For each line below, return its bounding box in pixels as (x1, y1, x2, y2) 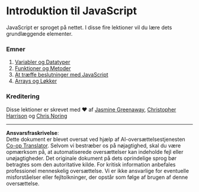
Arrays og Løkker (14, 77, 57, 84)
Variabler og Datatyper (14, 58, 70, 66)
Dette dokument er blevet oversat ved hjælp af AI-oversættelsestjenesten (6, 136, 185, 143)
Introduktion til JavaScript (6, 4, 137, 18)
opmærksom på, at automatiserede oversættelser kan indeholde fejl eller (6, 148, 184, 155)
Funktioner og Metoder (14, 65, 71, 72)
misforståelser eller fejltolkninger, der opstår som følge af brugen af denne (6, 174, 188, 181)
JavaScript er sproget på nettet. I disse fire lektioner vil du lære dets (6, 24, 172, 31)
